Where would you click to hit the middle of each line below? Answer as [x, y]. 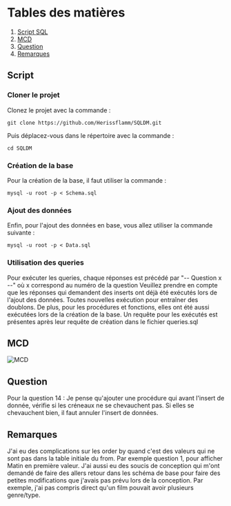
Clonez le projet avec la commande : [59, 110]
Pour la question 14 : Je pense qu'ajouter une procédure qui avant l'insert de [116, 398]
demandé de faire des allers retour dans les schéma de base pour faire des [114, 473]
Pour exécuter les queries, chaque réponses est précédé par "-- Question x [114, 278]
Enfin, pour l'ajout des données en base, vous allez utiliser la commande [110, 225]
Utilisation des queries [46, 263]
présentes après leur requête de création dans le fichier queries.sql [103, 321]
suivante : [21, 233]
